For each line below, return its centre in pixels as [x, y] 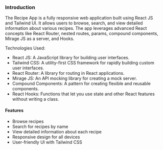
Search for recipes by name [40, 127]
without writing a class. [35, 99]
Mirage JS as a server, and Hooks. [40, 39]
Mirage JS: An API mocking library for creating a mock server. [74, 78]
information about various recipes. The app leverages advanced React [76, 28]
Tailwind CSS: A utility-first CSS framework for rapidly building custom [83, 63]
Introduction [20, 7]
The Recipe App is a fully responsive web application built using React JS [79, 18]
